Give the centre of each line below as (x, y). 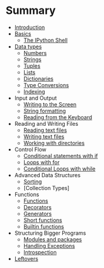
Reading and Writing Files (46, 123)
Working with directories (54, 143)
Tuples (32, 66)
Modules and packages (53, 239)
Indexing (34, 91)
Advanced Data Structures (47, 175)
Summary (31, 11)
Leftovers (26, 258)
